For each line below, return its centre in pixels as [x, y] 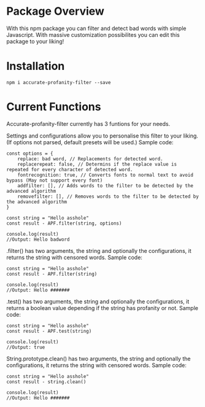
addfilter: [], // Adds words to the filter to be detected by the [105, 185]
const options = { [30, 153]
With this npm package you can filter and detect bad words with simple [96, 28]
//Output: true [26, 347]
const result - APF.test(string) [49, 331]
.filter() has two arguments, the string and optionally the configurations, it [99, 250]
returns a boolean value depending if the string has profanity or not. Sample [102, 308]
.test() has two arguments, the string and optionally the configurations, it [98, 301]
